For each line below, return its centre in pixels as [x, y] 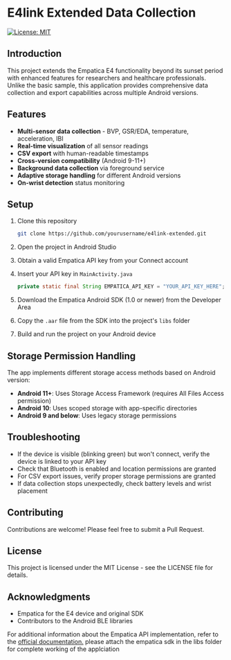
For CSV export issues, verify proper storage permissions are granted [117, 476]
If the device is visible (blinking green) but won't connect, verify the [113, 454]
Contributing [35, 513]
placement [33, 491]
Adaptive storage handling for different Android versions [99, 175]
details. [18, 575]
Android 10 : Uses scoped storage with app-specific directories [107, 408]
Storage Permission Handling [72, 356]
